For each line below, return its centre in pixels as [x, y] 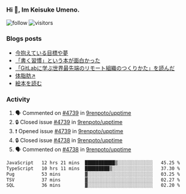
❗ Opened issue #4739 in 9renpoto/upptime [69, 131]
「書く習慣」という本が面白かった [58, 60]
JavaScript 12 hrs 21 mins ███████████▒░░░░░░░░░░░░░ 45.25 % [93, 163]
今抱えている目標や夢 [42, 53]
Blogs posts [24, 39]
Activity [18, 99]
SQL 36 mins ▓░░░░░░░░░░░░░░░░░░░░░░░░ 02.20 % [93, 185]
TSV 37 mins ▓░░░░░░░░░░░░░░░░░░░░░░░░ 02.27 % [93, 180]
